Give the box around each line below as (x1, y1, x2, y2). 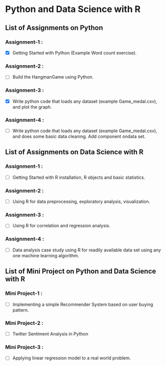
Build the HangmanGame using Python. (12, 74, 94, 80)
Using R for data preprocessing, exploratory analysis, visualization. (12, 199, 150, 205)
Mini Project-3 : (5, 343, 44, 350)
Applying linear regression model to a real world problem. (12, 355, 131, 361)
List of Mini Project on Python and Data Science (5, 267, 156, 276)
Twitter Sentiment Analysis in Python (12, 330, 88, 336)
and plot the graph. (12, 104, 52, 110)
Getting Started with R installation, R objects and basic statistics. (12, 174, 145, 180)
